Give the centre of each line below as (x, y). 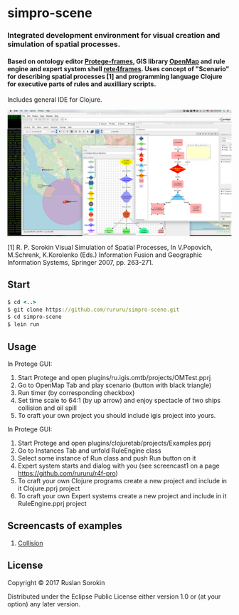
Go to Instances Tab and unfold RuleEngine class (89, 451)
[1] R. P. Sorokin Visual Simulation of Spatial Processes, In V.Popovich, (110, 247)
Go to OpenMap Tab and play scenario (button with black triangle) (115, 385)
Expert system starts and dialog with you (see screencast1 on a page (118, 466)
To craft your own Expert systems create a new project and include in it (122, 495)
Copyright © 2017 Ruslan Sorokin (56, 582)
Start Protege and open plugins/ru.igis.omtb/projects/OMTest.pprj (114, 377)
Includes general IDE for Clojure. (55, 100)
